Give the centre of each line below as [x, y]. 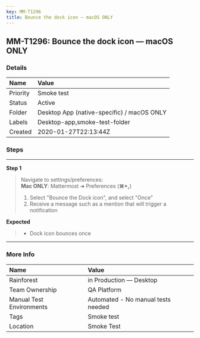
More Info [21, 255]
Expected [18, 222]
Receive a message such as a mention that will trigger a [98, 204]
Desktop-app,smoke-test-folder [84, 122]
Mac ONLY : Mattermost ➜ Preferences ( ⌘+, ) [76, 186]
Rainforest [24, 280]
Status [18, 103]
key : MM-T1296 [24, 12]
